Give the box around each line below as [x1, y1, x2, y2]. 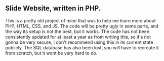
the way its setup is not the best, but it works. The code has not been [5, 28, 150, 35]
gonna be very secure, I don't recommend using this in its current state [5, 39, 153, 45]
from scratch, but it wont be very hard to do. [5, 50, 98, 56]
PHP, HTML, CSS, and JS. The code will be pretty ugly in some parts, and [5, 23, 158, 29]
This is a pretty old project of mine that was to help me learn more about [5, 17, 156, 23]
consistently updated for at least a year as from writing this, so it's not [5, 34, 151, 40]
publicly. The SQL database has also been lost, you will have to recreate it [5, 44, 159, 50]
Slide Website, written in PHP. [5, 4, 101, 13]
